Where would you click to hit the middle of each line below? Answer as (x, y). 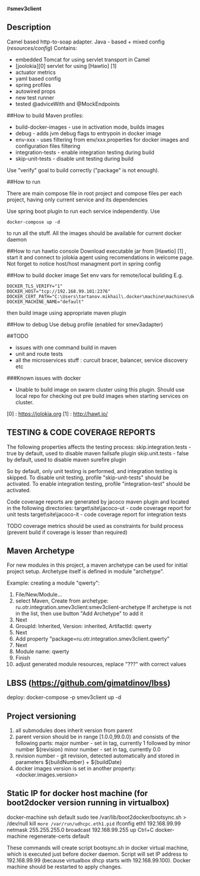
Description (29, 27)
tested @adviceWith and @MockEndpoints (68, 104)
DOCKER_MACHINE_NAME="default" (45, 302)
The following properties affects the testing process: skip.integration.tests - (99, 447)
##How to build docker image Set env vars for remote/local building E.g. (95, 275)
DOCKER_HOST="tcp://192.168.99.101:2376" (59, 291)
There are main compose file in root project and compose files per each (95, 193)
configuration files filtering (48, 146)
